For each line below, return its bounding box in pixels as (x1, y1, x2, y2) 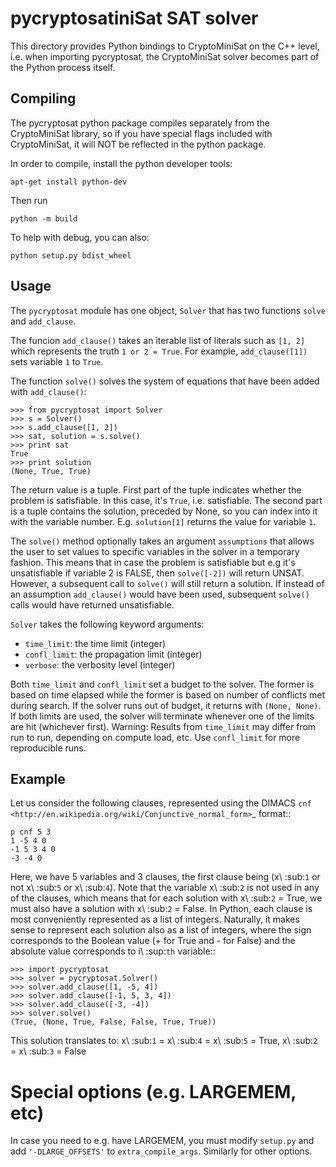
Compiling (10, 90, 77, 107)
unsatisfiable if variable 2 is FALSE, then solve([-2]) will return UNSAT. (10, 567, 305, 579)
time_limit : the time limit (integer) (24, 637, 167, 649)
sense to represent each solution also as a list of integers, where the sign (10, 924, 312, 936)
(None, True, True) (10, 466, 92, 476)
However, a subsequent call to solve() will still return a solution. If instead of (10, 577, 325, 589)
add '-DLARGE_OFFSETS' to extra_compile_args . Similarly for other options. (10, 1145, 313, 1157)
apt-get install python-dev (10, 177, 128, 187)
